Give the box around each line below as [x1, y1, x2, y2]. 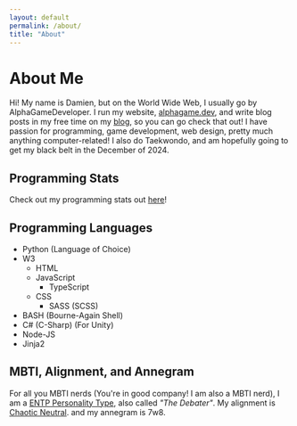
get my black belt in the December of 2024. [9, 144, 169, 156]
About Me [9, 68, 84, 88]
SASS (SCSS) [48, 300, 99, 311]
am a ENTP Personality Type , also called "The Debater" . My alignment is [9, 397, 276, 408]
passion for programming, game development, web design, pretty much [9, 126, 274, 136]
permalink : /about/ [9, 21, 82, 30]
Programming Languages [9, 220, 153, 235]
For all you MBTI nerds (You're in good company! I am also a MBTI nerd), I [9, 388, 280, 398]
